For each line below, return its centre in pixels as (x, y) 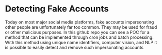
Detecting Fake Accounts (57, 9)
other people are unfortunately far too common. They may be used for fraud (81, 27)
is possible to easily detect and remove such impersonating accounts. (75, 47)
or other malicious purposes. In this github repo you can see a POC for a (77, 32)
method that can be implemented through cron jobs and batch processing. (79, 37)
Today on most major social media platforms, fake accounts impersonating (80, 22)
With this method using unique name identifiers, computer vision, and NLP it (81, 42)
